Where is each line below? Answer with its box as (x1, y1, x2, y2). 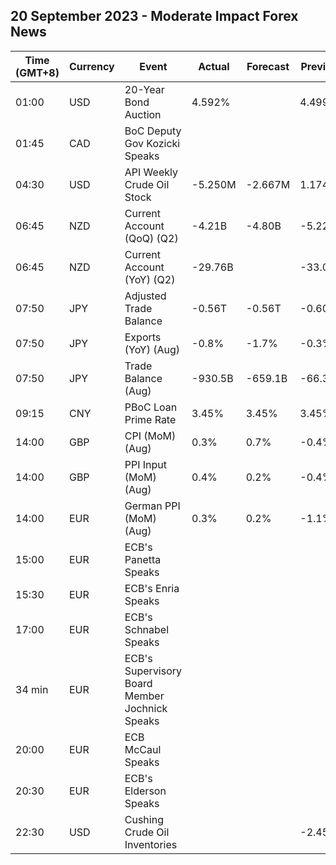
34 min (15, 682, 49, 696)
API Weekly (124, 165, 178, 179)
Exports (124, 330, 162, 344)
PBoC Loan (124, 400, 178, 414)
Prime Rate (124, 412, 177, 426)
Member (124, 689, 165, 703)
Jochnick (124, 701, 168, 715)
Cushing (124, 812, 164, 826)
